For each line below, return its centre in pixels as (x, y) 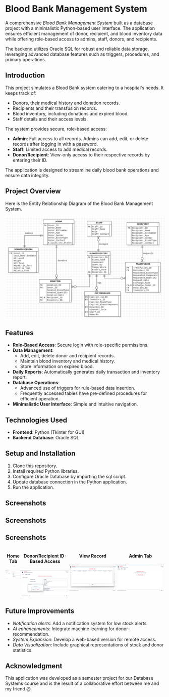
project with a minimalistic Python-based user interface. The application (80, 28)
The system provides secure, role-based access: (56, 129)
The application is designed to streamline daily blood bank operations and (82, 170)
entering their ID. (30, 160)
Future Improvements (40, 611)
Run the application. (33, 487)
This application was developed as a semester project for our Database (79, 678)
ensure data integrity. (27, 175)
